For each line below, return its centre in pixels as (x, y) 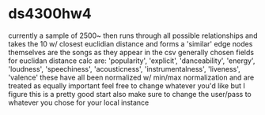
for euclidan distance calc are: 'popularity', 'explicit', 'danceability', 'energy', (132, 61)
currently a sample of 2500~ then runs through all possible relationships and (133, 35)
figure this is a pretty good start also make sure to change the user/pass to (130, 94)
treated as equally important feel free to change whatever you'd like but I (127, 85)
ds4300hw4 (50, 14)
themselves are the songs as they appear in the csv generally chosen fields (131, 52)
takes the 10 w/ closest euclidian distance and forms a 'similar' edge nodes (131, 43)
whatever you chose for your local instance (79, 102)
